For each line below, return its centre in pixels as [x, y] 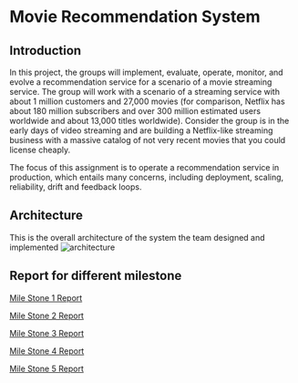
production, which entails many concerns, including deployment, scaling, [147, 177]
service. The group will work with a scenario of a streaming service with [145, 92]
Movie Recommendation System [135, 17]
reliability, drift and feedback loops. [76, 187]
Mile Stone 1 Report [46, 297]
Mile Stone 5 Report [46, 368]
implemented [34, 247]
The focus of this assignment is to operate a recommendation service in [144, 167]
